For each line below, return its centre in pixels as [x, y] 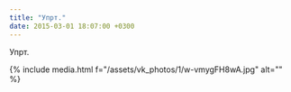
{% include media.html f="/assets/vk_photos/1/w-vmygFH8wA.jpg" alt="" [146, 69]
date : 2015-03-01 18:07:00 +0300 [72, 26]
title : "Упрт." [38, 18]
